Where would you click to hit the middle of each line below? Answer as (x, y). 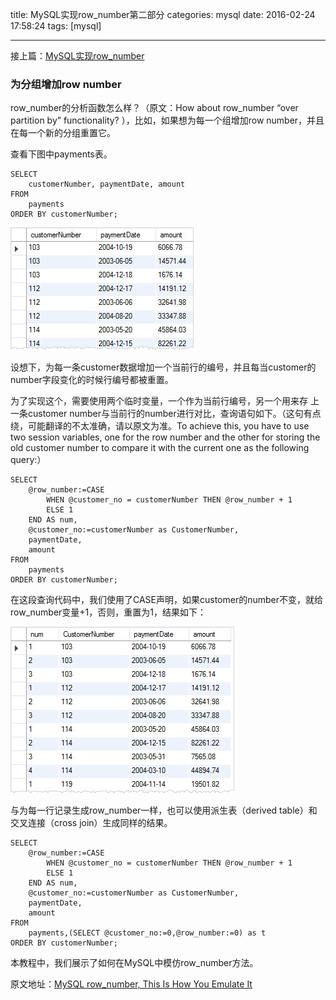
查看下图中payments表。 (61, 154)
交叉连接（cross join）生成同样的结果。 (91, 823)
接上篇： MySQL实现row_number (77, 56)
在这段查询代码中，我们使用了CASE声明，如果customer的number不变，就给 (167, 600)
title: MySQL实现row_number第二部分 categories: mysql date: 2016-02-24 (163, 14)
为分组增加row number (66, 84)
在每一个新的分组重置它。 (63, 133)
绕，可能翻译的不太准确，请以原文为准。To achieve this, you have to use (160, 426)
